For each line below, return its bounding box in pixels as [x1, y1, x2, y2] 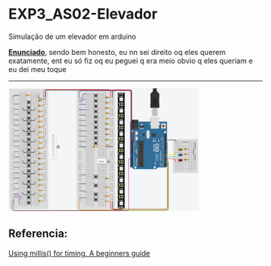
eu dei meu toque [8, 64, 67, 74]
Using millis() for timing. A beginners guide [8, 248, 151, 258]
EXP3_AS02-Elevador [8, 5, 158, 23]
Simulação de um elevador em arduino [8, 32, 137, 41]
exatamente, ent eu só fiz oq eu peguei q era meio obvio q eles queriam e [8, 56, 253, 65]
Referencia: [8, 227, 69, 241]
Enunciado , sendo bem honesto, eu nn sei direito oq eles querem [8, 47, 226, 57]
